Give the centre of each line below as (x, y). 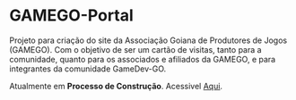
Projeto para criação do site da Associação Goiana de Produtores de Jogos (148, 40)
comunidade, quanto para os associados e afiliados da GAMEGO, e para (143, 59)
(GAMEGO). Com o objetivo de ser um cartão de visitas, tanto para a (135, 49)
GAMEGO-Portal (72, 16)
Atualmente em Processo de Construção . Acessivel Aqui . (116, 86)
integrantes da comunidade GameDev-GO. (88, 69)
